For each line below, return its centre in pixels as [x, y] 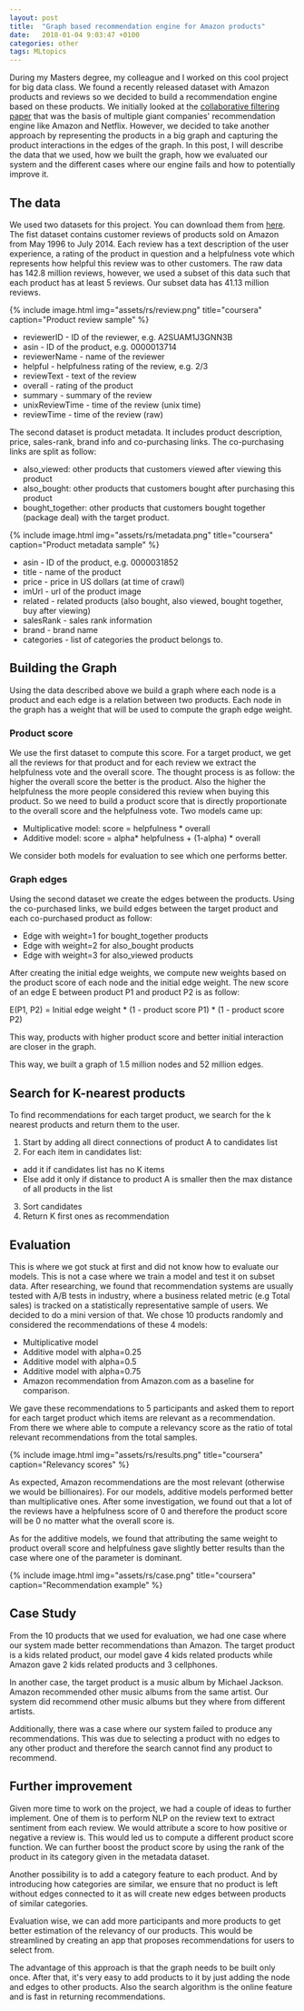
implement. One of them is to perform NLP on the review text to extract [142, 1818]
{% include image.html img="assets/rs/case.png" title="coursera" [133, 1575]
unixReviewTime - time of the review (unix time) [112, 405]
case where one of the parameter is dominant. [96, 1557]
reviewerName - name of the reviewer [93, 357]
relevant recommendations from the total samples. [103, 1437]
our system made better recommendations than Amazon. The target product [152, 1645]
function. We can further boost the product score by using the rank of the [147, 1846]
